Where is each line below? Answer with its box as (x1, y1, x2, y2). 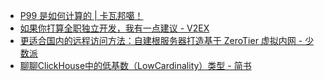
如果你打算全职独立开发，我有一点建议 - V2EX (19, 22, 210, 34)
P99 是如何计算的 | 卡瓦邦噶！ (19, 10, 144, 21)
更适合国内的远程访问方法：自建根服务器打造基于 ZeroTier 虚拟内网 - (19, 35, 303, 46)
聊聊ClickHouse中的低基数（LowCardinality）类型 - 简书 (19, 60, 252, 71)
